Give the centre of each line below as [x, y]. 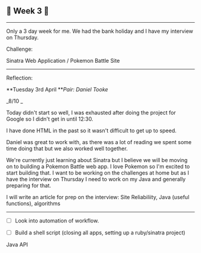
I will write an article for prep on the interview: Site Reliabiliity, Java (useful [98, 197]
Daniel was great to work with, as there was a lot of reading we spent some [99, 142]
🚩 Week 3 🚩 [28, 11]
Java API [17, 244]
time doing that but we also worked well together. [67, 148]
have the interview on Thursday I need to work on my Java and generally [96, 179]
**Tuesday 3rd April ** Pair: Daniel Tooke [57, 89]
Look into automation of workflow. [57, 220]
